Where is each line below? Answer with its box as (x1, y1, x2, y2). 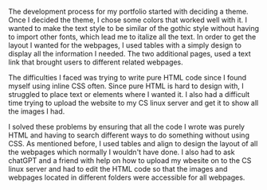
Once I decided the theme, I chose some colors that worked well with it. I (8, 15, 248, 25)
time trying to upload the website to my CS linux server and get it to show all (8, 99, 259, 107)
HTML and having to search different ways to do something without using (8, 130, 249, 140)
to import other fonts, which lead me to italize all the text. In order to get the (8, 32, 257, 41)
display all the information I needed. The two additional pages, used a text (8, 49, 251, 58)
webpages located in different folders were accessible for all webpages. (8, 173, 245, 182)
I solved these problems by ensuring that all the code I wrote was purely (8, 122, 245, 131)
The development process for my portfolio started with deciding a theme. (8, 7, 249, 16)
